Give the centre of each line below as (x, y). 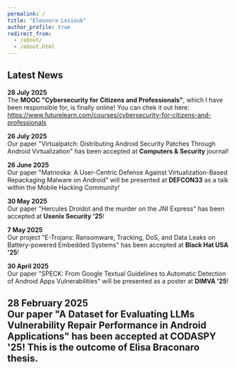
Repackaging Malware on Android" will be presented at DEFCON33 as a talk (118, 180)
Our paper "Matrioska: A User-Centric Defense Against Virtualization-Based (117, 172)
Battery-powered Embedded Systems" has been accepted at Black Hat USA (118, 245)
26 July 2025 (27, 136)
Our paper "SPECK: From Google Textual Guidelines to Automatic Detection (117, 274)
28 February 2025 (48, 304)
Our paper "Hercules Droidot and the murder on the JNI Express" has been (116, 209)
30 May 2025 (27, 201)
